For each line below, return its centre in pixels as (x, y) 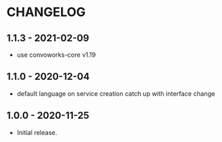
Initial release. (37, 132)
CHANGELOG (46, 12)
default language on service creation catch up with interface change (116, 93)
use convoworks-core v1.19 (56, 55)
